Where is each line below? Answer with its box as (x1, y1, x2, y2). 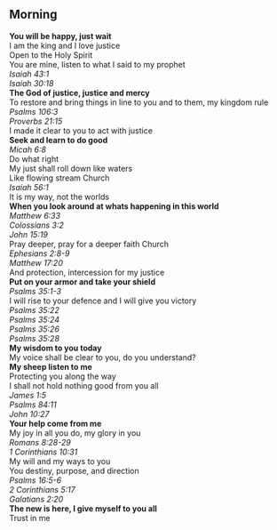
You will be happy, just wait (9, 30, 112, 41)
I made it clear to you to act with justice (9, 124, 154, 136)
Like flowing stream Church (9, 173, 110, 183)
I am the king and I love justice (9, 40, 121, 51)
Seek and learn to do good (9, 134, 108, 145)
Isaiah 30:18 (9, 77, 54, 88)
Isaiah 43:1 (9, 68, 50, 79)
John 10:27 (9, 408, 50, 419)
